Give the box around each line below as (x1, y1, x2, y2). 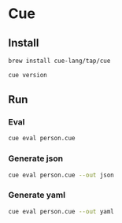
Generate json (8, 153, 64, 164)
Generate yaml (8, 190, 65, 201)
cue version (8, 71, 47, 79)
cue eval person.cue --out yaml (8, 207, 114, 215)
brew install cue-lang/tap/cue (8, 57, 111, 65)
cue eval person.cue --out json (8, 171, 114, 179)
